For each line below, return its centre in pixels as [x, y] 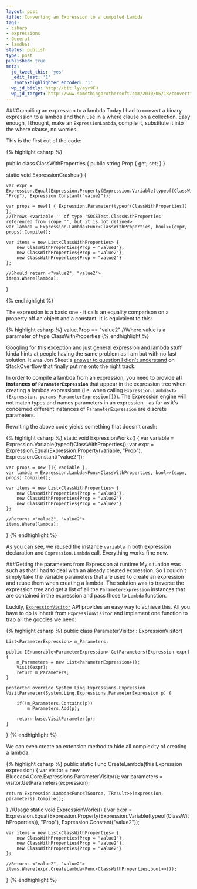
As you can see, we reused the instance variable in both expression [89, 546]
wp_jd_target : [28, 94]
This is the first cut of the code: [44, 140]
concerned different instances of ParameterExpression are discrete [86, 409]
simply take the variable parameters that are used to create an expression [95, 576]
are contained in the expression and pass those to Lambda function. [86, 595]
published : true [26, 61]
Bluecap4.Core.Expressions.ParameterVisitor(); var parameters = [84, 776]
